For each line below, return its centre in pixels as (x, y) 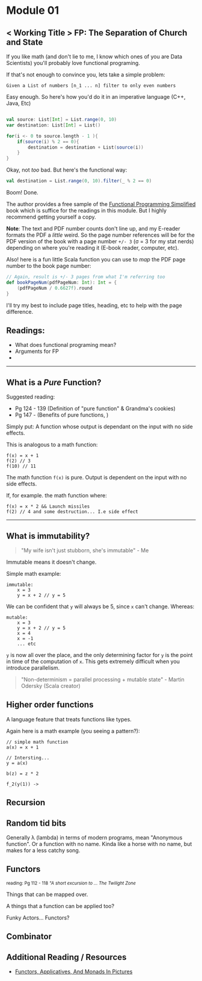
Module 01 (33, 11)
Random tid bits (36, 823)
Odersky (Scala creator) (51, 686)
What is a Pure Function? (54, 382)
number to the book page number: (49, 266)
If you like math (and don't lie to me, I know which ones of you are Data (94, 57)
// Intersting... (28, 758)
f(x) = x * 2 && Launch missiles (48, 506)
